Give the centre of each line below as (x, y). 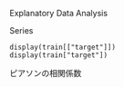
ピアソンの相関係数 (46, 73)
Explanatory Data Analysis (58, 13)
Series (21, 30)
